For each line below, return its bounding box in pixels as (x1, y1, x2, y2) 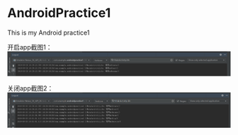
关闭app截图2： (7, 84, 54, 93)
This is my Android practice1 (7, 28, 90, 37)
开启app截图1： (7, 42, 52, 51)
